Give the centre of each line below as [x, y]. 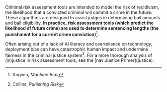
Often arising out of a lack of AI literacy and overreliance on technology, [79, 44]
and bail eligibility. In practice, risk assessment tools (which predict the [80, 23]
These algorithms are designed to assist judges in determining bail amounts [83, 18]
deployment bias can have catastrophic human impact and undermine [77, 49]
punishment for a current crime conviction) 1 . [52, 34]
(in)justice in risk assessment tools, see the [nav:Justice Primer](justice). [80, 60]
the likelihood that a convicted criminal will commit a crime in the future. [79, 12]
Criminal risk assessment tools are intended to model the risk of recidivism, [82, 7]
